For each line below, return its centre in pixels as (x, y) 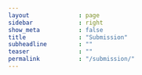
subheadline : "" (50, 45)
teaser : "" (50, 52)
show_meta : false (56, 30)
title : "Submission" (68, 37)
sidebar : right (56, 23)
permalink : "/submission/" (71, 59)
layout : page (54, 15)
